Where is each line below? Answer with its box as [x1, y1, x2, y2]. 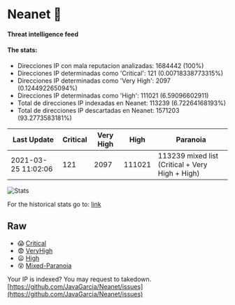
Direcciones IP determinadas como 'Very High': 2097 [17, 76, 171, 85]
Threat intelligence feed [7, 29, 79, 38]
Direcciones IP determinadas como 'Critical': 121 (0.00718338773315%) [17, 69, 224, 77]
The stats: [7, 46, 38, 55]
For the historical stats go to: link [7, 200, 101, 208]
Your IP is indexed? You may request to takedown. [7, 275, 152, 283]
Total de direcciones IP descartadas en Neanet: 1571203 [17, 106, 180, 114]
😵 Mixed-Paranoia [17, 261, 72, 269]
